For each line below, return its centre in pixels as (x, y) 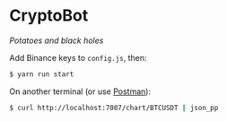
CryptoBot (49, 16)
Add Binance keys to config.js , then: (78, 57)
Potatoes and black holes (57, 40)
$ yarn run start (42, 74)
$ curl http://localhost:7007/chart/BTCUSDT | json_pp (114, 108)
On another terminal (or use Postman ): (80, 91)
